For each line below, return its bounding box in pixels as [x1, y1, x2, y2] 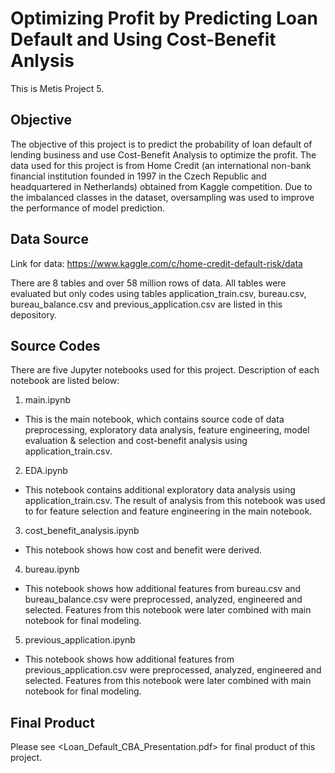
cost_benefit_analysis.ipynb [24, 525, 140, 537]
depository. [10, 308, 58, 321]
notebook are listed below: [10, 375, 120, 387]
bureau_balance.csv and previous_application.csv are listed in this [10, 298, 283, 310]
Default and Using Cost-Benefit [10, 28, 277, 51]
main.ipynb [24, 394, 72, 406]
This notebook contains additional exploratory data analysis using [24, 484, 296, 496]
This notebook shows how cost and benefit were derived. [24, 544, 263, 556]
